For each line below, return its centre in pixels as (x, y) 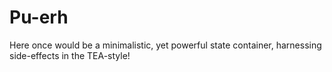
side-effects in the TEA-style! (70, 55)
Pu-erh (39, 17)
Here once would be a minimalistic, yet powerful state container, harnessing (165, 45)
